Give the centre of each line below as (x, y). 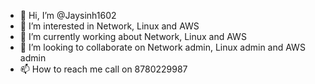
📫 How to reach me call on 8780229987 (103, 69)
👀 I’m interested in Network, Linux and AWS (109, 26)
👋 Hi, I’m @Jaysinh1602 (68, 15)
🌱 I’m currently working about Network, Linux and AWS (133, 36)
